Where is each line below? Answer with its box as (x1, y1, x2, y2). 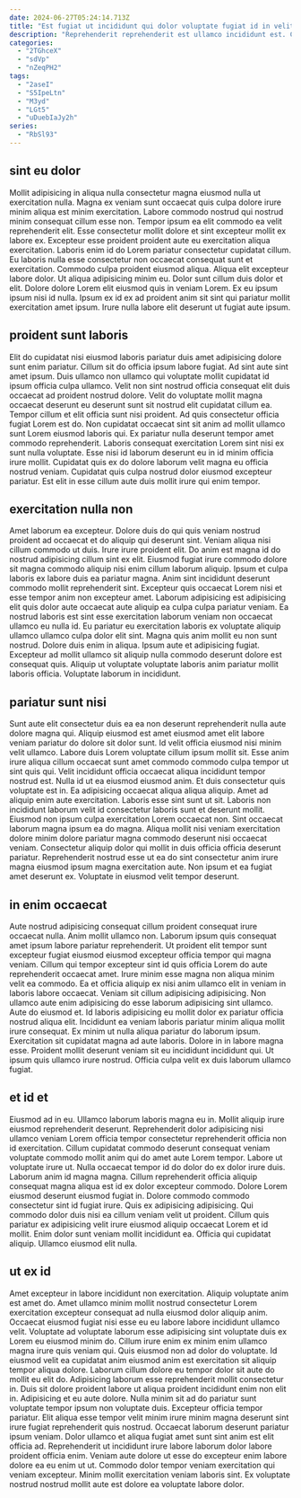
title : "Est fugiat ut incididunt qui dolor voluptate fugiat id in (9, 22, 271, 31)
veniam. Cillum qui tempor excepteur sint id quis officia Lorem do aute (9, 958, 268, 970)
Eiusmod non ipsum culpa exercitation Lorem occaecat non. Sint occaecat (9, 814, 284, 824)
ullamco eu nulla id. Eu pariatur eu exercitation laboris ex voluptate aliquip (9, 621, 281, 631)
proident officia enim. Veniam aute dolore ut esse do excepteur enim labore (9, 1450, 288, 1460)
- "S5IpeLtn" (17, 88, 66, 97)
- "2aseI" (17, 80, 54, 89)
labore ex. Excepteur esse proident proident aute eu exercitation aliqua (9, 234, 271, 245)
